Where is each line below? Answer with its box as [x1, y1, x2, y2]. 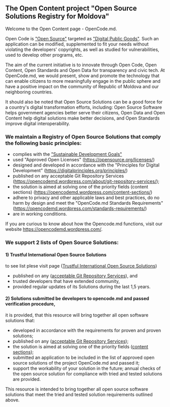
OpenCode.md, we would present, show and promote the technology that [5, 73, 160, 79]
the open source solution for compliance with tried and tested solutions [12, 371, 162, 377]
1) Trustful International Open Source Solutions [5, 251, 107, 257]
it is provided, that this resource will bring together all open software [5, 312, 149, 318]
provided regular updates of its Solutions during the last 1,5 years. [12, 283, 151, 290]
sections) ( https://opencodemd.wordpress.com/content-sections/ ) [12, 189, 153, 196]
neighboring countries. [5, 89, 53, 95]
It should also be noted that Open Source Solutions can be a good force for [5, 99, 163, 105]
